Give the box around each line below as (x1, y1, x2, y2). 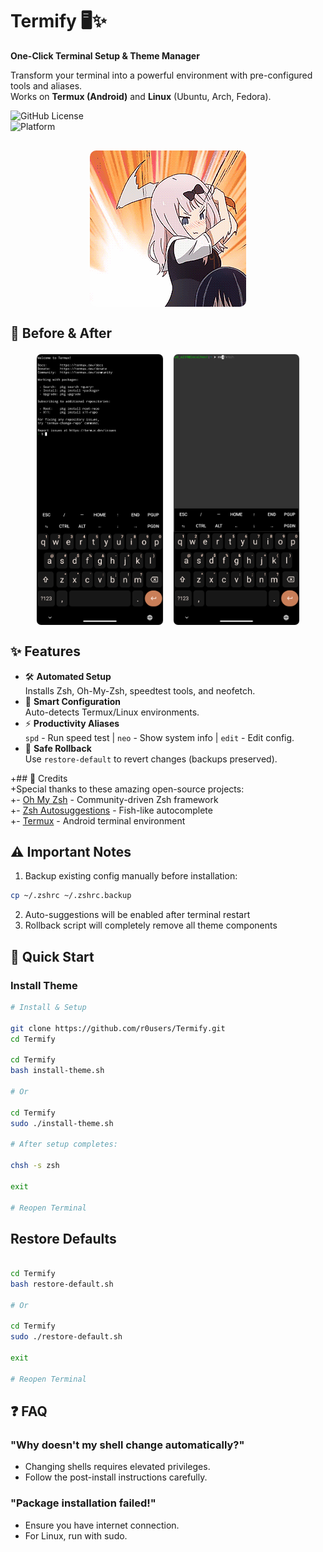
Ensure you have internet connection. (24, 1519, 180, 1531)
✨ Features (10, 643, 81, 660)
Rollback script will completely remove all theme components (24, 919, 278, 932)
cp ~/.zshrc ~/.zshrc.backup (10, 891, 132, 901)
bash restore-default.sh (10, 1279, 114, 1289)
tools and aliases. (10, 79, 83, 92)
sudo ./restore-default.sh (10, 1332, 123, 1342)
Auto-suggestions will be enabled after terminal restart (24, 909, 251, 921)
